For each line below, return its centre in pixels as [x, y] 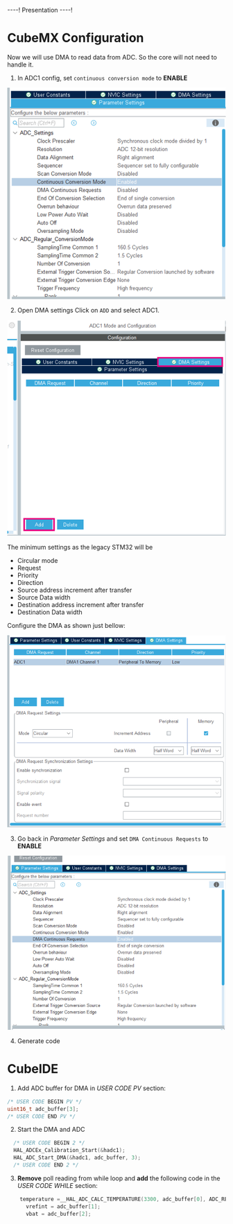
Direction [30, 583]
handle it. [20, 64]
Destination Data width [50, 612]
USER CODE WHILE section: [58, 1185]
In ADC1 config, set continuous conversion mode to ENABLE [102, 78]
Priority [28, 575]
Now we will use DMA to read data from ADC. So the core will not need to [112, 57]
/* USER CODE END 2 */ [46, 1165]
